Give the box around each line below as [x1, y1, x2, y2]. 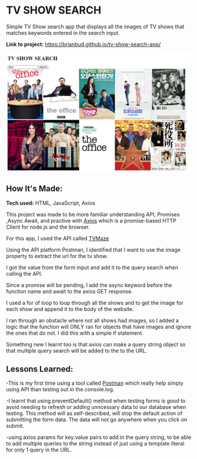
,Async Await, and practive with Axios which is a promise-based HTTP [6, 217, 176, 224]
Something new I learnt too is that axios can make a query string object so [6, 341, 186, 348]
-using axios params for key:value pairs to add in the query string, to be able [6, 434, 192, 441]
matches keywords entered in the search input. [6, 29, 121, 36]
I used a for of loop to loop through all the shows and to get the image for [6, 299, 183, 306]
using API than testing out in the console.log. [6, 386, 115, 393]
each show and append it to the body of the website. [6, 305, 134, 312]
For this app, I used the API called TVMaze [6, 235, 109, 242]
